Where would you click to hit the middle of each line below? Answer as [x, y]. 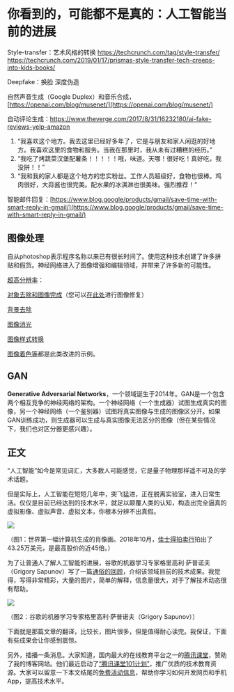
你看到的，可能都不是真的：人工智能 [111, 14]
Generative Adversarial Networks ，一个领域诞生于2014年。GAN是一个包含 [116, 393]
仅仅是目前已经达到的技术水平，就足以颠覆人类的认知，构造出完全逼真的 [123, 503]
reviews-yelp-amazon [39, 127]
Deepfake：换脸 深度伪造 [44, 81]
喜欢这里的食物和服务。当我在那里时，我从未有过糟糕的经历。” [124, 150]
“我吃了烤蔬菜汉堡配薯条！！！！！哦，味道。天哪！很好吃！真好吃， [116, 158]
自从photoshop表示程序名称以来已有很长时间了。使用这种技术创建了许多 [111, 256]
